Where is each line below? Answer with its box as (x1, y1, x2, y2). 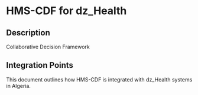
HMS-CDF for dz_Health (6, 4, 127, 18)
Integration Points (6, 60, 74, 70)
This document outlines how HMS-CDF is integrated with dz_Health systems (6, 76, 193, 83)
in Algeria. (6, 82, 31, 89)
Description (6, 28, 50, 38)
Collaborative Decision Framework (6, 43, 90, 50)
